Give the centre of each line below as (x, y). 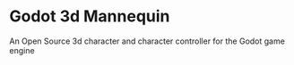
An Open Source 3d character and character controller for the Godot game (147, 41)
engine (22, 50)
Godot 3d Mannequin (90, 16)
